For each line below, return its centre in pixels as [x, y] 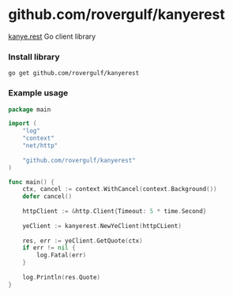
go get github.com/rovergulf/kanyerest [74, 73]
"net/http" [40, 146]
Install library [34, 57]
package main [30, 109]
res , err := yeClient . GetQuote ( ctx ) [83, 241]
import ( [23, 124]
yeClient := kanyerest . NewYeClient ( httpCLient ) [102, 226]
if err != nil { [49, 248]
